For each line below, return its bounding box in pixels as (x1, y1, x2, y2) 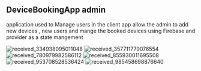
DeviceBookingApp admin (6, 5, 106, 15)
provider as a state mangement (6, 33, 83, 41)
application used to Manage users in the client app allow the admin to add (6, 20, 189, 28)
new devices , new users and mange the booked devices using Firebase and (6, 27, 196, 34)
